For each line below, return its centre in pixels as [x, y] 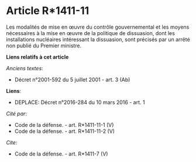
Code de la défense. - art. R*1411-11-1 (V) [64, 125]
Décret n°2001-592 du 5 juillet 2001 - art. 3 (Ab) [72, 80]
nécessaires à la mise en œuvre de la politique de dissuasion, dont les [91, 33]
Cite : [12, 142]
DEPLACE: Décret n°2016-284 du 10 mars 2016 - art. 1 [80, 102]
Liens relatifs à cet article [37, 57]
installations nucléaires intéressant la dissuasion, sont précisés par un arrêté [98, 39]
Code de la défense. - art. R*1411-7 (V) [61, 154]
